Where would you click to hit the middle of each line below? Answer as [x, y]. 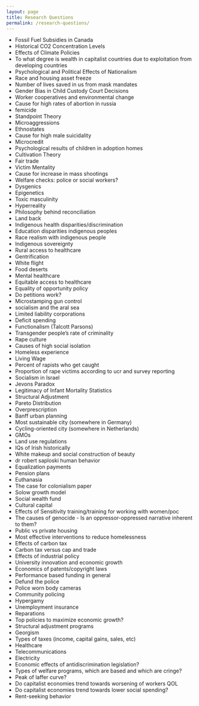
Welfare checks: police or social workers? [67, 180]
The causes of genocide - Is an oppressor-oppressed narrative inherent [104, 518]
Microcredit [29, 142]
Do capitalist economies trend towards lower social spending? [91, 690]
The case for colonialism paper [53, 486]
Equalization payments [43, 467]
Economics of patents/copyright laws [61, 569]
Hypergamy [29, 601]
